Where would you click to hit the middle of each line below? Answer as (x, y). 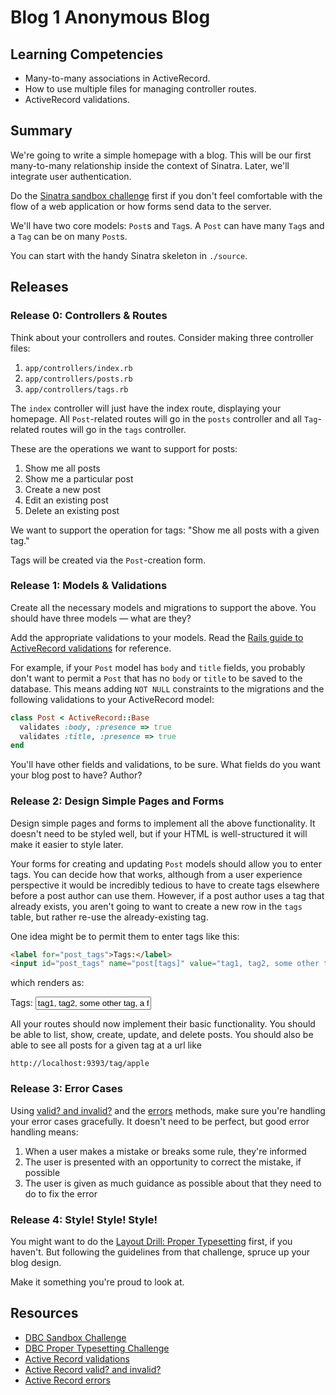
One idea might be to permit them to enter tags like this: (125, 936)
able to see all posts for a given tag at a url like (106, 1045)
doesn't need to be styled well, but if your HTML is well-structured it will (159, 833)
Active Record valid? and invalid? (93, 1369)
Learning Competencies (87, 54)
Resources (44, 1313)
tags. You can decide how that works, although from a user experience (156, 874)
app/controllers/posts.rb (78, 379)
